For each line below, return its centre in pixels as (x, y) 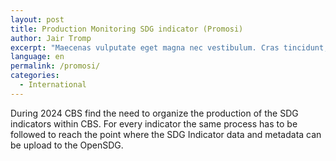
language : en (37, 57)
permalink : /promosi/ (55, 66)
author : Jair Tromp (51, 38)
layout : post (37, 19)
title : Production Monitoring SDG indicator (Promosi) (127, 29)
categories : (35, 76)
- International (53, 85)
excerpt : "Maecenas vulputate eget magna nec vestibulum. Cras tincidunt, (169, 47)
